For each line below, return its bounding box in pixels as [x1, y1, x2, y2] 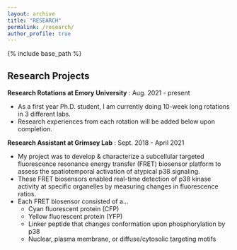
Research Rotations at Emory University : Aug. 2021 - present [7, 89, 190, 97]
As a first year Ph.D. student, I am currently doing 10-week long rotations [17, 102, 230, 111]
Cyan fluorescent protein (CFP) [28, 205, 120, 213]
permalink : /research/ [7, 23, 74, 30]
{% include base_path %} [7, 49, 82, 58]
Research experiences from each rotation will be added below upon [17, 117, 216, 126]
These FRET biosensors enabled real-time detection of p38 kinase [17, 174, 212, 184]
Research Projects [7, 70, 90, 82]
